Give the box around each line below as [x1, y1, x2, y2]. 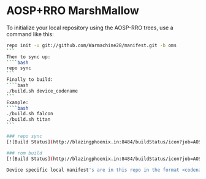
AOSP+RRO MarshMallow [6, 4, 140, 18]
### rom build [6, 150, 43, 156]
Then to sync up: [6, 53, 51, 60]
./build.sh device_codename [6, 88, 78, 94]
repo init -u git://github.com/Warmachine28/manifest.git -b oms [6, 42, 177, 48]
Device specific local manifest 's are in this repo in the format [6, 167, 180, 173]
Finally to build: [6, 77, 53, 83]
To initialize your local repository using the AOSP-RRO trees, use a [6, 24, 174, 31]
